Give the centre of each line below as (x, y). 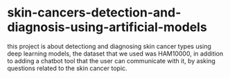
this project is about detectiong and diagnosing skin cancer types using (109, 46)
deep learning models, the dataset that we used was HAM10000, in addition (115, 54)
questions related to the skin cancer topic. (67, 68)
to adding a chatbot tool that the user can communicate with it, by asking (112, 60)
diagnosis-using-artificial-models (107, 27)
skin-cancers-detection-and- (94, 13)
